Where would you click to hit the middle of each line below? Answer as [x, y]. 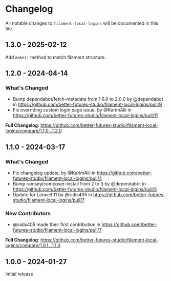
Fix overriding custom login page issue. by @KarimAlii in [72, 110]
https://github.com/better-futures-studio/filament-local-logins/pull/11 [85, 116]
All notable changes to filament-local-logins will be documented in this [82, 23]
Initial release [19, 274]
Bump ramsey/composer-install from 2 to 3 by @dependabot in [79, 184]
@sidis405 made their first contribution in [57, 224]
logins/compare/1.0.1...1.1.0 [33, 246]
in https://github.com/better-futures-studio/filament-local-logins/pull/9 [87, 105]
